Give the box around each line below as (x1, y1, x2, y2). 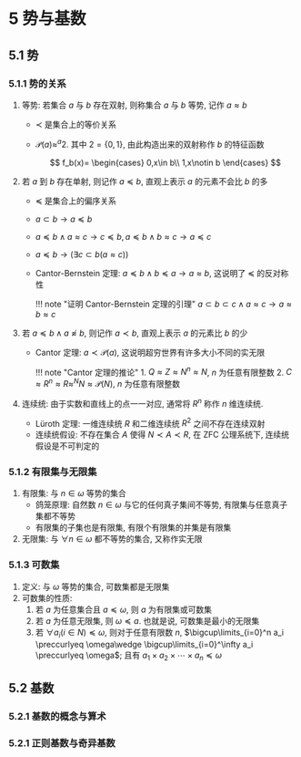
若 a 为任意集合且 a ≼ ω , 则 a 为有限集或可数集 (35, 604, 213, 615)
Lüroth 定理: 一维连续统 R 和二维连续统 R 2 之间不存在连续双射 (35, 416, 266, 429)
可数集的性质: (21, 592, 73, 603)
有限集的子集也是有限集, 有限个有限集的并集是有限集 (35, 522, 232, 534)
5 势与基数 (8, 8, 87, 29)
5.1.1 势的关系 (8, 77, 67, 89)
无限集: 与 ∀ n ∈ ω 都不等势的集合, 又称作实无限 (21, 534, 203, 544)
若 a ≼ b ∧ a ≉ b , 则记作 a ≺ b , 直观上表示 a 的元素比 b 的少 (21, 327, 248, 338)
